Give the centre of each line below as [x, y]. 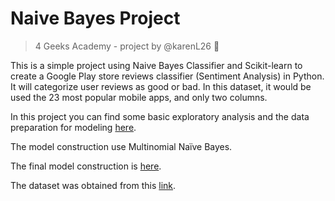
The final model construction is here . [86, 166]
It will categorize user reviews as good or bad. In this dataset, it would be [161, 86]
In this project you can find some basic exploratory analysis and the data [160, 116]
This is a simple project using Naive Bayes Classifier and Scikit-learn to [156, 65]
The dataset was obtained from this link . [93, 185]
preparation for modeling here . [73, 127]
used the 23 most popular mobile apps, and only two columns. [139, 97]
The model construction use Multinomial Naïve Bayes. [121, 146]
